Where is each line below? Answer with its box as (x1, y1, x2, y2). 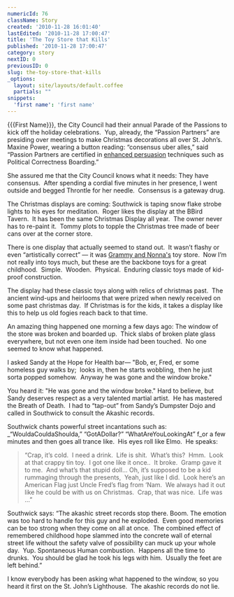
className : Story (7, 17, 58, 24)
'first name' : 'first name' (13, 101, 96, 108)
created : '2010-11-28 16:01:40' (7, 23, 101, 30)
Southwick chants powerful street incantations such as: (7, 422, 167, 430)
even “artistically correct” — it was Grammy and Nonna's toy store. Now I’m (7, 250, 227, 259)
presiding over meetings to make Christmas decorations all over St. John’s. (7, 135, 223, 143)
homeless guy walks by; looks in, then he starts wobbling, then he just (7, 365, 213, 374)
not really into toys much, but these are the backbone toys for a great (7, 258, 207, 266)
